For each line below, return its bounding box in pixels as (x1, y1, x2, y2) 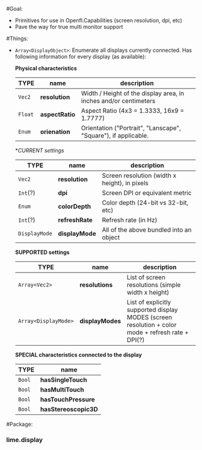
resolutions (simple (126, 280, 181, 289)
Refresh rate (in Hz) (102, 216, 158, 224)
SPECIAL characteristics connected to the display (14, 351, 142, 358)
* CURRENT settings (14, 147, 64, 154)
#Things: (6, 35, 28, 42)
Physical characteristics (14, 65, 77, 72)
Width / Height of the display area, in (81, 89, 185, 97)
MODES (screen (126, 313, 173, 322)
